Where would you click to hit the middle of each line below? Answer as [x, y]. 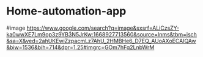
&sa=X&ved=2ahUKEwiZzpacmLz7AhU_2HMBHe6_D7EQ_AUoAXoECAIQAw [102, 41]
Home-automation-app [66, 11]
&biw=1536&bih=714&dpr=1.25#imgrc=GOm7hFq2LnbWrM [80, 47]
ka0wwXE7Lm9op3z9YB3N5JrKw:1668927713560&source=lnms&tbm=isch [102, 34]
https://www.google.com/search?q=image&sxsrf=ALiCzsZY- [103, 28]
